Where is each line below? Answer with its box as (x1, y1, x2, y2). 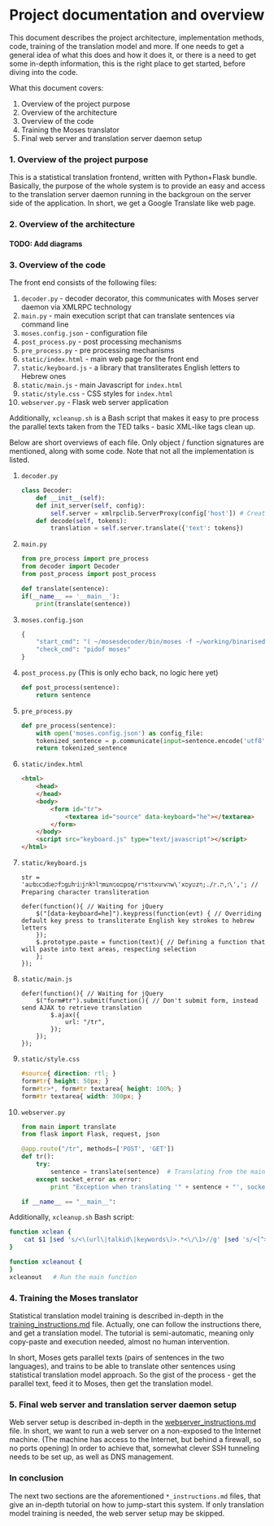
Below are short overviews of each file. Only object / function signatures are (9, 438, 265, 447)
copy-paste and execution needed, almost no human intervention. (9, 1336, 230, 1346)
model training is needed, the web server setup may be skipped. (9, 1508, 225, 1518)
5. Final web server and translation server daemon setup (9, 1399, 237, 1410)
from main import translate (20, 1123, 116, 1131)
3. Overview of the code (9, 259, 107, 270)
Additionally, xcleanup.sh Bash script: (9, 1212, 135, 1222)
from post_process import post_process (20, 570, 157, 578)
